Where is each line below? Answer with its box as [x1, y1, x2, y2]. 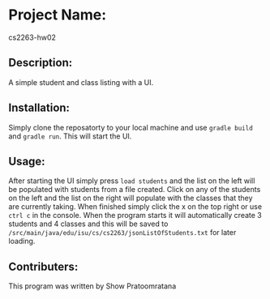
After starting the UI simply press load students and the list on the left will [8, 176, 255, 186]
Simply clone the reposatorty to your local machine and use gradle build [8, 122, 253, 132]
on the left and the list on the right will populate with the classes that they [8, 193, 253, 203]
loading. [8, 237, 36, 246]
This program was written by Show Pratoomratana [8, 281, 177, 291]
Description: [8, 56, 73, 70]
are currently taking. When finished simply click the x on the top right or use [8, 202, 262, 211]
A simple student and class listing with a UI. [8, 77, 154, 87]
